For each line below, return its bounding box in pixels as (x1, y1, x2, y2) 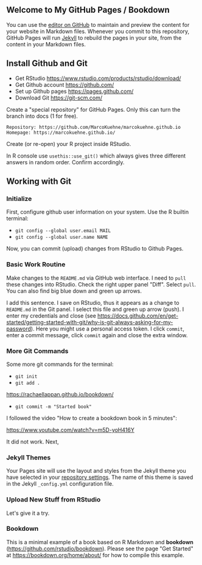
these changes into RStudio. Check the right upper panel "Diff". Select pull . (6, 280, 197, 288)
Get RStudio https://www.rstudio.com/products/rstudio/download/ (15, 75, 181, 82)
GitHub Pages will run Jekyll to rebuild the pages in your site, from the (6, 34, 182, 42)
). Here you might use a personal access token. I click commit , (30, 325, 184, 332)
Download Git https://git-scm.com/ (15, 94, 103, 101)
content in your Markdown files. (6, 40, 86, 48)
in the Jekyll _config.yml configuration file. (6, 480, 114, 487)
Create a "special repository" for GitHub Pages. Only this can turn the (6, 106, 181, 113)
